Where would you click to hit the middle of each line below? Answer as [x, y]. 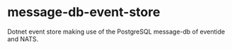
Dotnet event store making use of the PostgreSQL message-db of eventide [116, 31]
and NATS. [23, 38]
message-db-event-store [84, 12]
